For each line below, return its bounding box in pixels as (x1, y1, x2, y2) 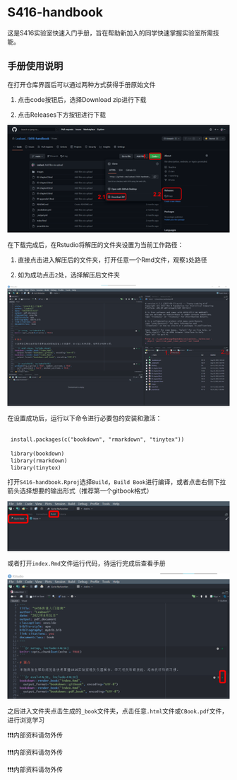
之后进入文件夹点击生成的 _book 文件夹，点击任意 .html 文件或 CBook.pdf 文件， (7, 706, 229, 715)
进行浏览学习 (7, 716, 44, 724)
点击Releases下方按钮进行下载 (17, 110, 107, 119)
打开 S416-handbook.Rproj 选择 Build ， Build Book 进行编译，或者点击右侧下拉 (7, 478, 226, 486)
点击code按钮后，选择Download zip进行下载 (17, 95, 147, 103)
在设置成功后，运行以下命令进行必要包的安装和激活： (7, 414, 162, 423)
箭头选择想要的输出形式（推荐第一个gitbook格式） (7, 486, 153, 495)
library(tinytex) (10, 464, 61, 471)
